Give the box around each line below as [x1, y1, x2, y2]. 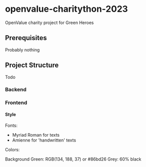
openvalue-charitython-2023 [5, 3, 128, 15]
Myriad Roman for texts [12, 132, 60, 138]
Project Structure [5, 61, 59, 70]
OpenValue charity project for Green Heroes [5, 20, 94, 25]
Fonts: [5, 122, 18, 128]
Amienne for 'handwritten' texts [12, 137, 76, 143]
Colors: [5, 146, 20, 152]
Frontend [5, 99, 27, 106]
